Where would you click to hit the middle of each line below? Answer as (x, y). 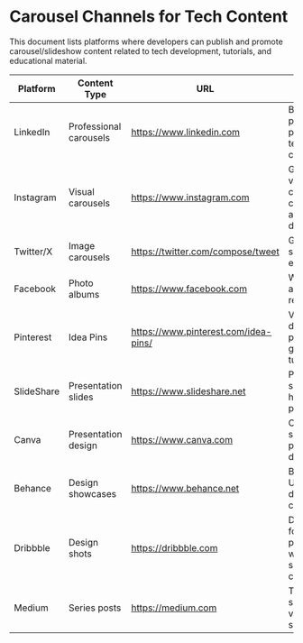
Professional (95, 126)
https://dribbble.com (174, 547)
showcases (92, 493)
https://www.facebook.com (189, 289)
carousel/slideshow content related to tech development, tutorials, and (141, 51)
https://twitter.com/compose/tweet (205, 252)
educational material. (48, 60)
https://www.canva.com (181, 439)
